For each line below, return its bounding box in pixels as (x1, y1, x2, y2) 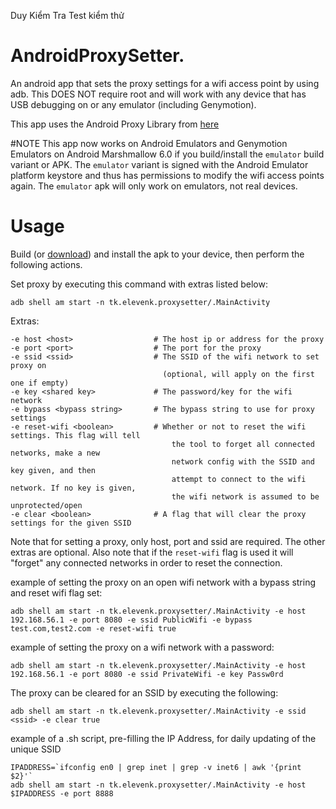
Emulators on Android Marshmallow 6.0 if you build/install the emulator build (10, 148, 325, 160)
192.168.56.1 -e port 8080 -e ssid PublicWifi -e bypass (10, 615, 253, 625)
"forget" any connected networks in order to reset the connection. (10, 556, 283, 569)
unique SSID (10, 743, 62, 755)
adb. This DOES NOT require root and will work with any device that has (10, 88, 307, 100)
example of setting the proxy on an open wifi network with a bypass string (10, 576, 317, 588)
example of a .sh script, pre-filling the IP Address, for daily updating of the (10, 732, 317, 744)
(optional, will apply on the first (162, 369, 315, 379)
